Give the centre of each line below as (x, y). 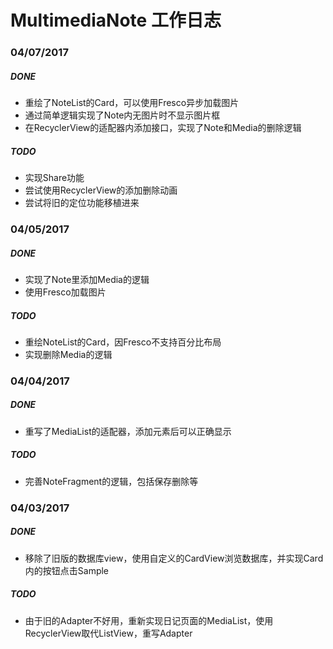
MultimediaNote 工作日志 (116, 20)
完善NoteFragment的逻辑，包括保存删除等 (111, 481)
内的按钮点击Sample (67, 570)
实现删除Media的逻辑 (68, 354)
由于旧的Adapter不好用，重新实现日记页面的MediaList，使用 (149, 620)
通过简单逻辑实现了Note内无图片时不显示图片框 (122, 115)
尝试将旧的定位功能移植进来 (82, 203)
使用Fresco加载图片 (65, 292)
